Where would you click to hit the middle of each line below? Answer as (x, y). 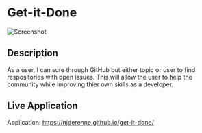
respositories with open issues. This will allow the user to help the (100, 77)
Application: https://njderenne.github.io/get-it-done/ (80, 122)
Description (33, 53)
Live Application (42, 106)
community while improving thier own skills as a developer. (90, 84)
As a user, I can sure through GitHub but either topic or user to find (101, 69)
